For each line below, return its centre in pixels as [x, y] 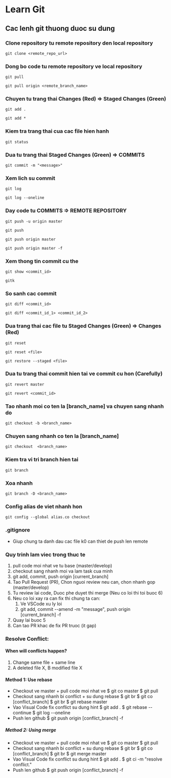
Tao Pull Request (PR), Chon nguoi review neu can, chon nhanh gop [84, 582]
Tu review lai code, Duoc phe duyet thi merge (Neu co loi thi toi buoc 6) [88, 592]
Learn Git [25, 9]
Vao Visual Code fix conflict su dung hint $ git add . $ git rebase [80, 707]
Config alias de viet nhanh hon [44, 506]
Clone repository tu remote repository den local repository [79, 43]
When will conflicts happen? [36, 651]
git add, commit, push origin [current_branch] [60, 576]
